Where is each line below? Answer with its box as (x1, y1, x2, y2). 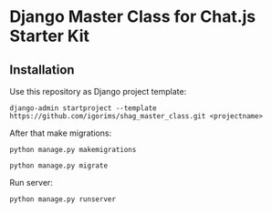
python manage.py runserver (9, 195, 117, 204)
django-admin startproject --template (9, 104, 157, 113)
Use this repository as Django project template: (9, 86, 187, 96)
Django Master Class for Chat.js (9, 6, 256, 27)
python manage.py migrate (9, 161, 108, 170)
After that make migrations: (9, 127, 112, 138)
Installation (9, 62, 75, 77)
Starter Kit (9, 25, 89, 46)
